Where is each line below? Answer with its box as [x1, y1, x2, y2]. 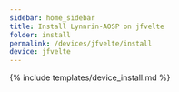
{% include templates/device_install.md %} [9, 72, 171, 83]
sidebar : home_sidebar [9, 13, 95, 23]
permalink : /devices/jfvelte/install [9, 38, 153, 48]
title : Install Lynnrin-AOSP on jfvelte [9, 22, 165, 31]
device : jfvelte [9, 47, 71, 56]
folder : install [9, 30, 71, 39]
